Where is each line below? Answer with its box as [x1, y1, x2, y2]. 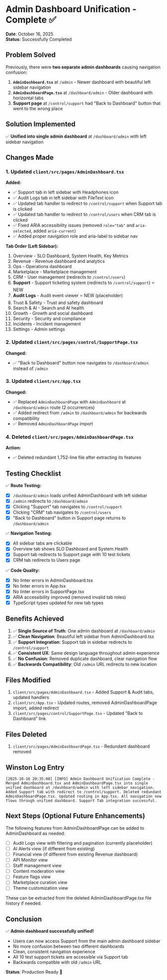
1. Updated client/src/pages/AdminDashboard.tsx [5, 168, 124, 175]
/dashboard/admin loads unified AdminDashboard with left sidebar [12, 492, 148, 498]
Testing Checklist [5, 469, 61, 478]
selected [12, 229, 31, 234]
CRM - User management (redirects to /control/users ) [12, 274, 126, 280]
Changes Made [5, 153, 54, 162]
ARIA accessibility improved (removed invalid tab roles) [12, 594, 126, 600]
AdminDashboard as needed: [5, 830, 66, 836]
